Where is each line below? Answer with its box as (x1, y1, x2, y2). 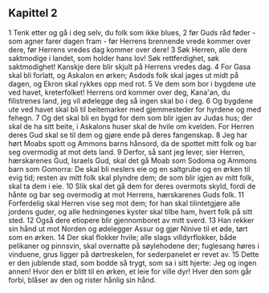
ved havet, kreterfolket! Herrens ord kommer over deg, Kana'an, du (8, 87, 230, 97)
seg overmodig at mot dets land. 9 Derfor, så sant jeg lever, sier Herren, (8, 147, 246, 157)
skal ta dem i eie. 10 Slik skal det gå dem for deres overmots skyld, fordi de (8, 181, 256, 191)
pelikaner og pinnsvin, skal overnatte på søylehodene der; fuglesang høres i (8, 241, 259, 250)
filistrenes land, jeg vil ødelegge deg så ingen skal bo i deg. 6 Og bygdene (8, 96, 254, 105)
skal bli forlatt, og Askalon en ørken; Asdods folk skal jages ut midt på (8, 70, 239, 79)
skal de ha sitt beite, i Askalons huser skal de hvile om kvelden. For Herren (8, 121, 255, 131)
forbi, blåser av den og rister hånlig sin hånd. (8, 275, 157, 284)
